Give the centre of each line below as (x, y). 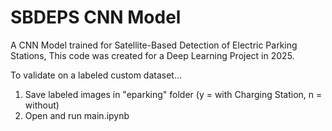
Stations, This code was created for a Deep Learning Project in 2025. (152, 55)
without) (42, 105)
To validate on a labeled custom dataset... (96, 75)
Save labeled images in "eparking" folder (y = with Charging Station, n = (173, 94)
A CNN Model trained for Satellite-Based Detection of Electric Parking (154, 45)
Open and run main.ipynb (77, 115)
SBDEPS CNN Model (96, 17)
